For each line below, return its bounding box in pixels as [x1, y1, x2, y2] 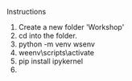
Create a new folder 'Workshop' [18, 22, 125, 31]
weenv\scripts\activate [18, 48, 95, 57]
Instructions [6, 7, 47, 16]
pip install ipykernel [18, 56, 84, 66]
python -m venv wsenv [18, 39, 95, 49]
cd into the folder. [18, 31, 77, 40]
